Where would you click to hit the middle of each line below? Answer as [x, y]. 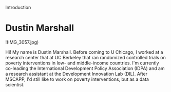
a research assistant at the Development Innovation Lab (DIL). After [77, 74]
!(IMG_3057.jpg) [22, 42]
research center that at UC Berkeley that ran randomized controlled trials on [85, 57]
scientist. [15, 84]
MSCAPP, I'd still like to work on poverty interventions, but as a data [77, 79]
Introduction [18, 7]
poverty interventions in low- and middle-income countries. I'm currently [82, 63]
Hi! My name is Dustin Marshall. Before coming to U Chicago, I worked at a [84, 52]
